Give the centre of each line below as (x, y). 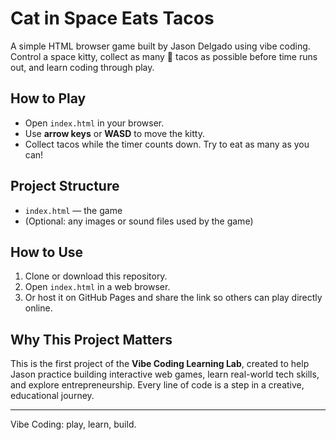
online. (38, 308)
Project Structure (65, 186)
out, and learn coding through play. (82, 67)
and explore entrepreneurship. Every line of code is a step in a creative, (157, 385)
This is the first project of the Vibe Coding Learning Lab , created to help (160, 364)
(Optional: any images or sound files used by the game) (139, 221)
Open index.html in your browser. (94, 123)
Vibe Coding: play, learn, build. (73, 424)
